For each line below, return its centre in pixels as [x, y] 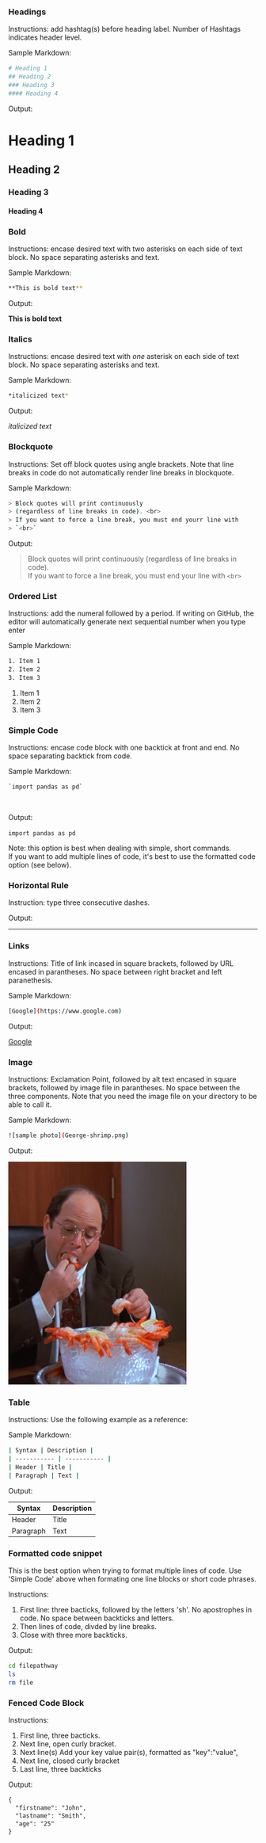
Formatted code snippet [55, 1553]
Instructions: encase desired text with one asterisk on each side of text [124, 357]
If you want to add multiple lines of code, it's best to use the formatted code [132, 857]
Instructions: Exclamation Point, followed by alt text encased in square [122, 1079]
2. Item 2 [25, 670]
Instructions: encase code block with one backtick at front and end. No [124, 748]
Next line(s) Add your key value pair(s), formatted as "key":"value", [129, 1753]
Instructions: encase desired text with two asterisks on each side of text [125, 249]
